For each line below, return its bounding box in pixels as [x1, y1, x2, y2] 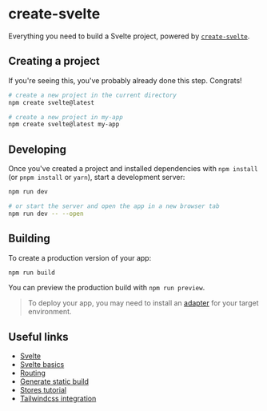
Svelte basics [19, 360, 65, 369]
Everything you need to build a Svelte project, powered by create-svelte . [8, 31, 250, 41]
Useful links [8, 329, 70, 344]
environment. [27, 307, 72, 317]
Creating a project [8, 54, 100, 68]
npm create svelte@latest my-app [8, 121, 120, 129]
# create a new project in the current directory [8, 91, 177, 99]
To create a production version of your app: [8, 253, 152, 262]
